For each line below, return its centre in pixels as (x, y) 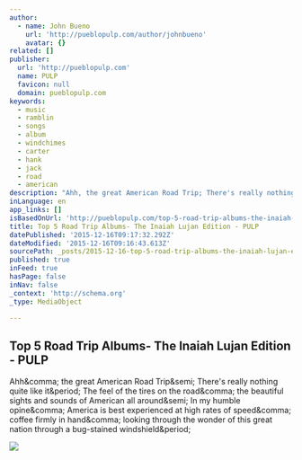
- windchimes (42, 143)
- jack (30, 168)
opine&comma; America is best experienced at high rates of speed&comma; (151, 411)
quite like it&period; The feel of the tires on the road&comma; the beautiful (147, 391)
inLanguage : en (38, 202)
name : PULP (38, 76)
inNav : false (34, 285)
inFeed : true (34, 269)
